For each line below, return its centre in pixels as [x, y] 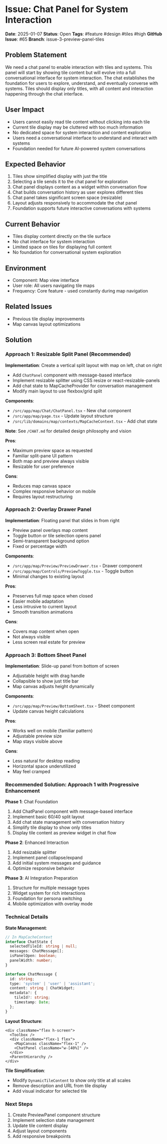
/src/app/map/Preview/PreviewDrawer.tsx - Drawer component [77, 565]
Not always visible [31, 636]
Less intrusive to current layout [44, 606]
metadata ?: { [23, 993]
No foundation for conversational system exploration [67, 252]
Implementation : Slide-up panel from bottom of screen [62, 666]
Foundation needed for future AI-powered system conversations [79, 148]
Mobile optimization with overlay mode [52, 904]
